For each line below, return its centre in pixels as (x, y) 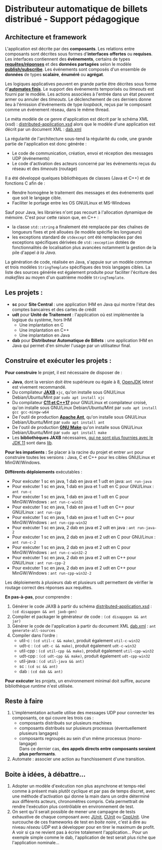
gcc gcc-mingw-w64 (30, 412)
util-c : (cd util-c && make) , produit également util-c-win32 (80, 640)
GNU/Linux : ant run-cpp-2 (39, 563)
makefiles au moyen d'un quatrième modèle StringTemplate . (65, 277)
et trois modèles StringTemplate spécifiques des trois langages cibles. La (78, 267)
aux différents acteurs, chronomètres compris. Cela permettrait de (78, 802)
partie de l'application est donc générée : (46, 144)
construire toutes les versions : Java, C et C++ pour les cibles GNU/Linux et (80, 457)
